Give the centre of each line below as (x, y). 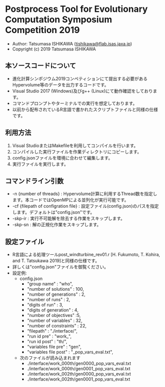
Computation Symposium (59, 19)
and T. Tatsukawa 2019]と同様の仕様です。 (56, 261)
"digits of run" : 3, (45, 305)
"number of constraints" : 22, (57, 326)
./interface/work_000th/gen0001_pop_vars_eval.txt (79, 369)
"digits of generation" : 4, (53, 310)
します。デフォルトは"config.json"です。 (53, 212)
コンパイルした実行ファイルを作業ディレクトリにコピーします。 (77, 152)
